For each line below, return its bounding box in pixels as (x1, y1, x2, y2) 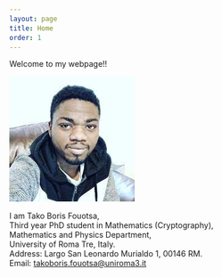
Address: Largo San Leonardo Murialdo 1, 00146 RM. (9, 248, 203, 259)
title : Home (9, 23, 53, 33)
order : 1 (9, 33, 42, 42)
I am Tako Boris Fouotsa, (9, 210, 100, 222)
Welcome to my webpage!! (9, 59, 108, 69)
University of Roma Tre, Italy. (9, 239, 116, 249)
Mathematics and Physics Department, (9, 230, 152, 240)
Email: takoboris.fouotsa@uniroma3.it (9, 258, 147, 269)
